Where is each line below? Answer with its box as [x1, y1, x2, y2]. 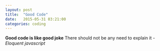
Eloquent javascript [5, 40, 46, 46]
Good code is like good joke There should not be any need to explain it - [5, 35, 155, 41]
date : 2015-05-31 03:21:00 [5, 16, 66, 21]
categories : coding [5, 21, 46, 26]
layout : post [5, 7, 33, 12]
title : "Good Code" [5, 12, 49, 17]
